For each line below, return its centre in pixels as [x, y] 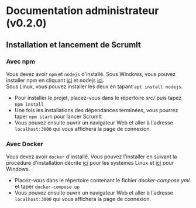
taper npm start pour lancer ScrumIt [58, 116]
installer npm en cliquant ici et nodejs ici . [55, 80]
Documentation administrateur [82, 11]
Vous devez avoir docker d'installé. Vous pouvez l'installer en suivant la [92, 157]
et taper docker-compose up [47, 187]
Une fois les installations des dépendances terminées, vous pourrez [96, 110]
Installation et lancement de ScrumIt [74, 45]
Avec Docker [25, 144]
